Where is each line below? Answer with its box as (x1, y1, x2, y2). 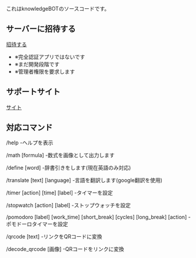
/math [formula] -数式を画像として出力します (6, 152, 115, 159)
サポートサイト (6, 87, 61, 97)
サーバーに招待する (6, 24, 76, 34)
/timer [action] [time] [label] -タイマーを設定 (6, 189, 113, 196)
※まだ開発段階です (14, 61, 60, 68)
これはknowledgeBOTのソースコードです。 (6, 5, 110, 12)
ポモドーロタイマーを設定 (6, 220, 68, 228)
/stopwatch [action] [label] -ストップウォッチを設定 (6, 202, 131, 209)
